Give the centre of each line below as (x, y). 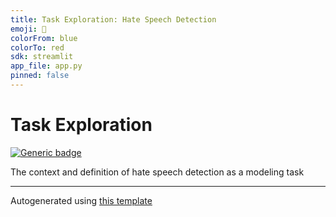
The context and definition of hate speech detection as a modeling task (157, 172)
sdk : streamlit (42, 57)
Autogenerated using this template (81, 200)
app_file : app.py (46, 66)
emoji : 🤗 (28, 29)
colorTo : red (37, 47)
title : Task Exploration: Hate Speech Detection (113, 19)
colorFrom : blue (44, 38)
